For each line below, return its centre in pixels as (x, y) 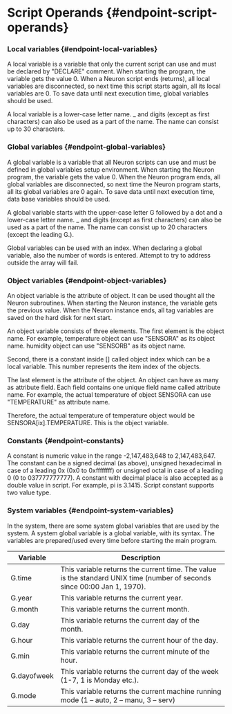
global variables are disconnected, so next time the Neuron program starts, (114, 184)
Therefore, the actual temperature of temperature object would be (101, 416)
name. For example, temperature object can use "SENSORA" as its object (111, 339)
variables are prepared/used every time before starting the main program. (112, 540)
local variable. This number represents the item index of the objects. (104, 367)
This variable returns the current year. (122, 598)
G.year (21, 598)
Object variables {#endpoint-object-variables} (87, 280)
